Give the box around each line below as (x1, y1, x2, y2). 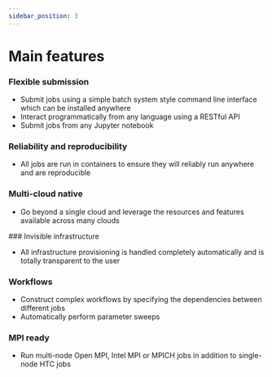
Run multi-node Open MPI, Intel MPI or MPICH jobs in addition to (20, 351, 238, 361)
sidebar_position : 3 (8, 11, 79, 20)
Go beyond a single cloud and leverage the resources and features (20, 207, 244, 217)
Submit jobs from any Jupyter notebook (20, 121, 154, 130)
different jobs (20, 303, 66, 313)
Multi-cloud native (8, 188, 84, 199)
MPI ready (8, 331, 50, 343)
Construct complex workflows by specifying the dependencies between (20, 295, 262, 304)
